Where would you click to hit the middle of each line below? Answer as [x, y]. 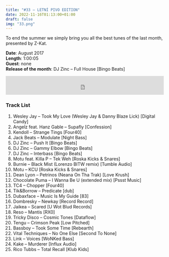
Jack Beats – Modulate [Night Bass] [50, 137]
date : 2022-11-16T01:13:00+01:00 [41, 15]
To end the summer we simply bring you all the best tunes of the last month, [84, 38]
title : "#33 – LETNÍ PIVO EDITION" [43, 10]
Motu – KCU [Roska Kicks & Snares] [50, 169]
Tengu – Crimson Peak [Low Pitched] [51, 222]
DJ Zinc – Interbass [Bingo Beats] [47, 153]
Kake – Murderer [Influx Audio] [45, 244]
